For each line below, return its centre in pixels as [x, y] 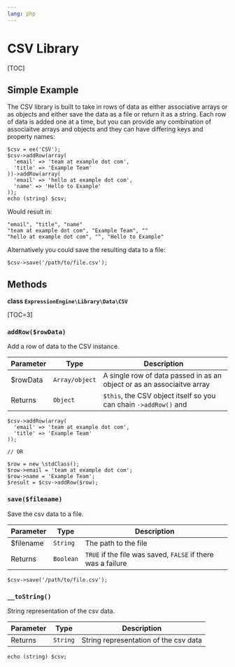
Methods [27, 284]
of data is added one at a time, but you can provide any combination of [109, 122]
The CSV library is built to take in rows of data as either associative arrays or [117, 107]
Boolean [66, 559]
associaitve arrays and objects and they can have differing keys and [105, 129]
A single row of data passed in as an [163, 376]
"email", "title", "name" [45, 225]
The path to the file [116, 543]
